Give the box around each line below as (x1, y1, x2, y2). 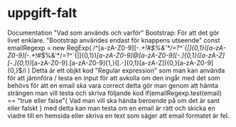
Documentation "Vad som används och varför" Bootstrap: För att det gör (7, 28, 220, 37)
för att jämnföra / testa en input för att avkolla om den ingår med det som (7, 73, 220, 82)
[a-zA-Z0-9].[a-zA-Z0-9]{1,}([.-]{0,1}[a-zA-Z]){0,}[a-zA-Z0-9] (31, 58, 214, 67)
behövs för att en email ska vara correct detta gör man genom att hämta (7, 81, 219, 89)
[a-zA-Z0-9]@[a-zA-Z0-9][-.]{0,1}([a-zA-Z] (96, 51, 225, 60)
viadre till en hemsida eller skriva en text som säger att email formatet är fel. (7, 111, 230, 120)
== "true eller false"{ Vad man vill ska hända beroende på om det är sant (7, 96, 220, 104)
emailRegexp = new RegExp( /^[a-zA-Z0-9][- (7, 43, 140, 52)
